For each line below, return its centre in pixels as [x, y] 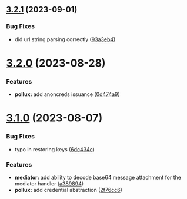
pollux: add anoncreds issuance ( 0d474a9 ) [67, 94]
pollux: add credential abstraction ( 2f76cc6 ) [68, 190]
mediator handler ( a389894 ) [49, 183]
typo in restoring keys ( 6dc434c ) [55, 149]
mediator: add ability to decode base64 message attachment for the [98, 177]
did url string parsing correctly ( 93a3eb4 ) [65, 39]
